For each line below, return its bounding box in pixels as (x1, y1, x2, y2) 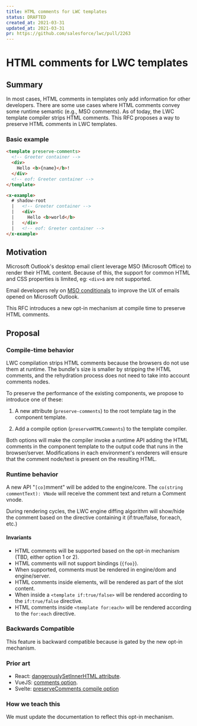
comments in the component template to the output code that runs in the (6, 443, 183, 450)
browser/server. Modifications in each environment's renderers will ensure (6, 449, 188, 456)
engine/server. (14, 572, 50, 579)
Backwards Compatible (6, 625, 75, 633)
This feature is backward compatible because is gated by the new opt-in (6, 638, 183, 645)
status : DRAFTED (6, 14, 46, 20)
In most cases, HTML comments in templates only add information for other (6, 95, 190, 102)
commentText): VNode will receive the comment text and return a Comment (6, 490, 186, 497)
